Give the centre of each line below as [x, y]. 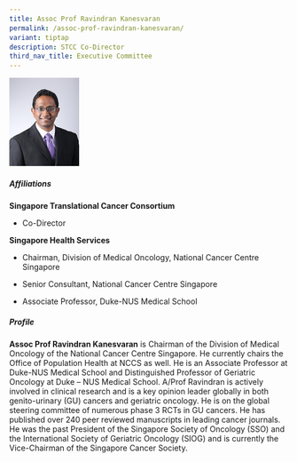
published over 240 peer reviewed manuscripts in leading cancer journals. [145, 420]
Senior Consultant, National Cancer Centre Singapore [120, 284]
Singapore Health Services [60, 241]
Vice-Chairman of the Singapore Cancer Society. [98, 448]
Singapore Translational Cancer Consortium [92, 206]
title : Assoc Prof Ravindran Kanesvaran [85, 19]
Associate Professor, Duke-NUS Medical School [109, 301]
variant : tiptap [39, 37]
